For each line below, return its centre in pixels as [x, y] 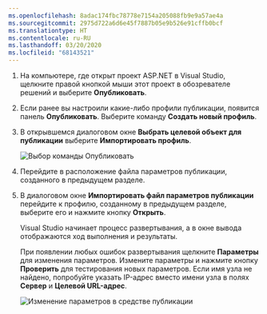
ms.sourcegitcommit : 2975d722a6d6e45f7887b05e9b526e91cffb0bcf [116, 23]
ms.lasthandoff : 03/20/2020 [55, 46]
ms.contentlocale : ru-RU [50, 38]
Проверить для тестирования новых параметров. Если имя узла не [136, 269]
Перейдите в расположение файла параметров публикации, [124, 171]
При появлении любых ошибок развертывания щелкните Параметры [139, 252]
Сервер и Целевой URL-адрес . [74, 286]
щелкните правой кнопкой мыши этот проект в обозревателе [125, 84]
